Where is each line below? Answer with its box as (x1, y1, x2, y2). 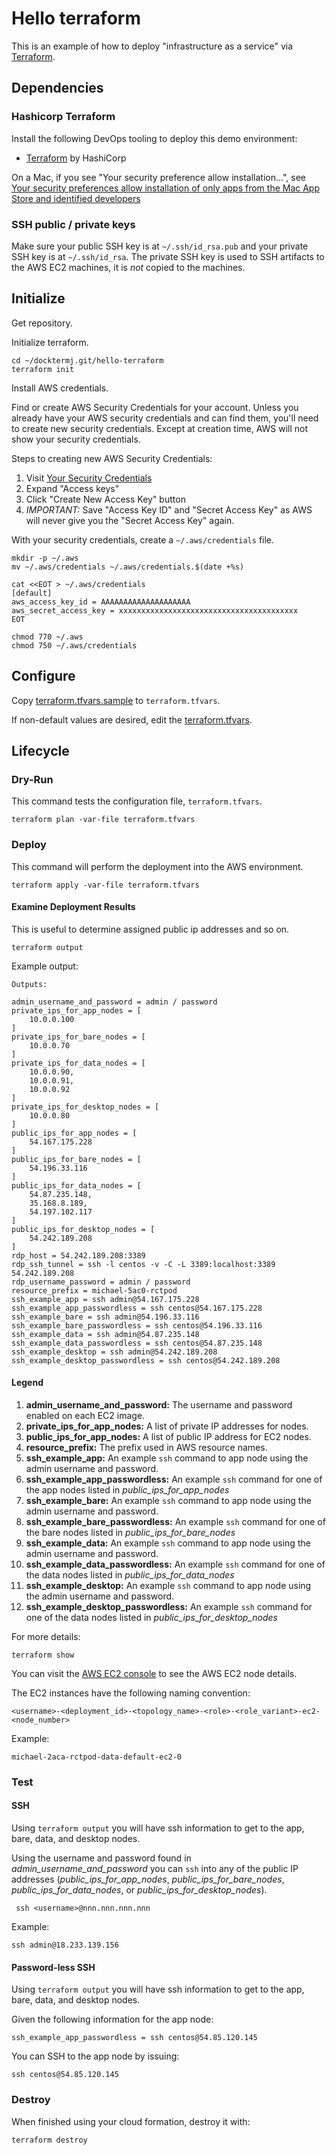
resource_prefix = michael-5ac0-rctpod (11, 1285, 178, 1296)
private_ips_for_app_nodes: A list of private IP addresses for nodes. (25, 1420, 309, 1432)
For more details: (11, 1630, 81, 1642)
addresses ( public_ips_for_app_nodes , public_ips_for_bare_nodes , (11, 1873, 285, 1886)
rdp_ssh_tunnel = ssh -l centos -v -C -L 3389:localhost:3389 (11, 1259, 276, 1269)
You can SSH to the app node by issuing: (11, 2050, 180, 2062)
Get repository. (11, 317, 73, 329)
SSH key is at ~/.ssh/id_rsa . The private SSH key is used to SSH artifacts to (11, 250, 325, 262)
